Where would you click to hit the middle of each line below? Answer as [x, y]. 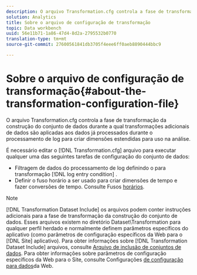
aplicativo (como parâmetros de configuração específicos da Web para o [94, 234]
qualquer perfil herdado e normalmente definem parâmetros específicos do [97, 228]
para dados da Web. [30, 266]
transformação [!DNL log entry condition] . [66, 174]
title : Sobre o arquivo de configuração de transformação [78, 22]
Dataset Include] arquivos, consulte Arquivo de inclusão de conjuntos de [94, 247]
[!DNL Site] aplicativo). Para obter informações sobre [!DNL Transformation [97, 241]
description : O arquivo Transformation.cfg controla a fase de [85, 11]
